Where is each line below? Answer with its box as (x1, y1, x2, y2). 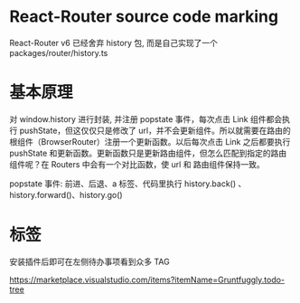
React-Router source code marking (9, 6, 278, 27)
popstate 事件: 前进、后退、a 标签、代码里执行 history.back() (9, 178, 237, 189)
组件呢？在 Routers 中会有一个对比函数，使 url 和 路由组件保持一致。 (9, 158, 265, 169)
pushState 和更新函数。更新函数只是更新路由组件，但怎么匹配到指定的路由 (9, 147, 287, 158)
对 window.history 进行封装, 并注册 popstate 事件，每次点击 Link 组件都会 (9, 113, 283, 124)
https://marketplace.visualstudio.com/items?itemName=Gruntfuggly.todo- (9, 274, 286, 285)
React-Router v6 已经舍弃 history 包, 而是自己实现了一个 (9, 37, 219, 48)
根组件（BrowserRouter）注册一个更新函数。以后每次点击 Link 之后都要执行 (9, 136, 291, 147)
